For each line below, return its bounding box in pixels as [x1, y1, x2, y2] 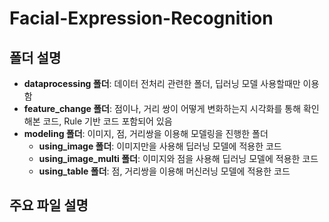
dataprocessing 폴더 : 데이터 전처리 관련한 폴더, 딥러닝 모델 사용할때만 [23, 78, 301, 89]
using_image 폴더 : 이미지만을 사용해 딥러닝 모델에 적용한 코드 [38, 140, 282, 152]
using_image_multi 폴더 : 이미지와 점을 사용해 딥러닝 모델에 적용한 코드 [38, 153, 319, 164]
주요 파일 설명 [9, 197, 89, 214]
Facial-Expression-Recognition [9, 7, 274, 30]
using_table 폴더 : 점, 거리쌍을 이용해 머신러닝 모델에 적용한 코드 [38, 165, 291, 177]
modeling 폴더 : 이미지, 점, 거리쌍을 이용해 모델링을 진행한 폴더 [23, 128, 269, 139]
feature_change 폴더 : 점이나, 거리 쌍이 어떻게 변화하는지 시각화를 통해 [23, 103, 302, 114]
